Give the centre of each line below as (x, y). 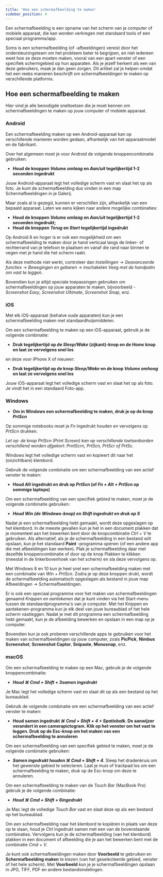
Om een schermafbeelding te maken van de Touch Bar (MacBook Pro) (76, 785)
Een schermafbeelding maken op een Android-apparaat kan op (69, 134)
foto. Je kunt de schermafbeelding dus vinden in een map (63, 188)
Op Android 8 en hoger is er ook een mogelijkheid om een (63, 237)
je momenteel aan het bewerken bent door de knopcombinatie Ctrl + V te (79, 534)
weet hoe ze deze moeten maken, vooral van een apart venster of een (76, 58)
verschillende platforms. (30, 79)
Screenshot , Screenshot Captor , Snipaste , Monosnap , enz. (66, 644)
